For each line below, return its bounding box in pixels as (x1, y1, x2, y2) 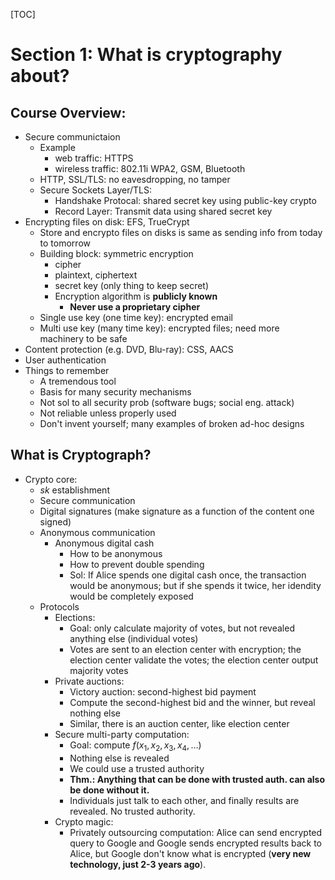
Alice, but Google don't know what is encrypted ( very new (69, 847, 312, 859)
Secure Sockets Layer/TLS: (39, 184, 152, 196)
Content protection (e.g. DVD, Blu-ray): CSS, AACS (24, 344, 234, 355)
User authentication (24, 354, 107, 366)
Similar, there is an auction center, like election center (69, 717, 290, 729)
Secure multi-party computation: (54, 728, 190, 740)
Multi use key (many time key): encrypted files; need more (39, 322, 280, 334)
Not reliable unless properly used (39, 407, 177, 419)
